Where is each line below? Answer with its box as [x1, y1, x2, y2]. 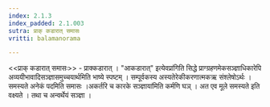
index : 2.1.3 [8, 11, 52, 20]
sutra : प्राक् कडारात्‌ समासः [8, 27, 80, 35]
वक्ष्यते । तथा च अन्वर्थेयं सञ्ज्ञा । [8, 90, 92, 101]
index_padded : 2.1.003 [8, 19, 84, 27]
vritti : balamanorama [8, 34, 81, 43]
